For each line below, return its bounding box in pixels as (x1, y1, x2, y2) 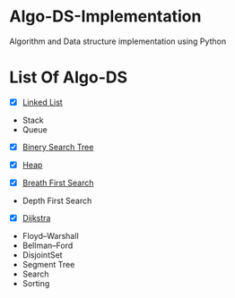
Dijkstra (22, 213, 51, 224)
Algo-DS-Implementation (9, 6, 202, 27)
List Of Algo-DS (9, 67, 128, 88)
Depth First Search (22, 195, 92, 207)
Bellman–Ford (22, 240, 74, 251)
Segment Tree (22, 260, 75, 270)
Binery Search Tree (22, 141, 94, 152)
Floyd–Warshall (22, 231, 79, 242)
